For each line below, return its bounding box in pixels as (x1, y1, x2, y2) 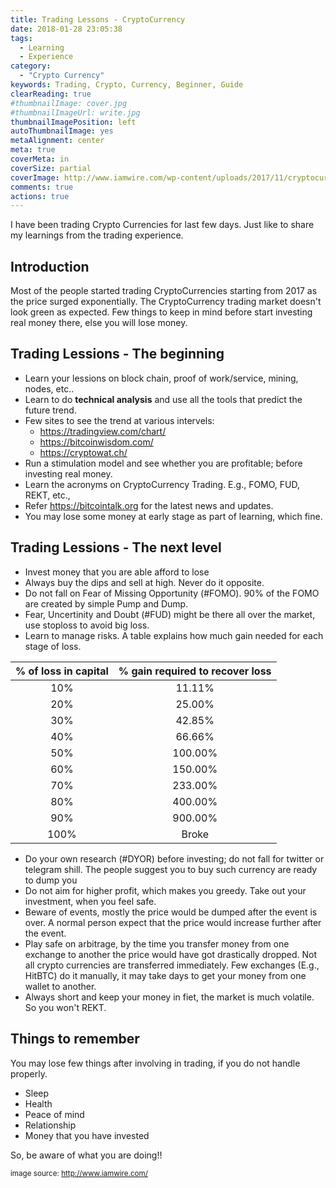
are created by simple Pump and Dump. (24, 597, 189, 610)
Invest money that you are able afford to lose (24, 566, 210, 578)
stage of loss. (24, 640, 82, 652)
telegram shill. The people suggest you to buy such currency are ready (24, 863, 318, 875)
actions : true (10, 191, 70, 201)
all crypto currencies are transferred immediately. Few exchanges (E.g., (24, 959, 320, 971)
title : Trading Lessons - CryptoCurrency (10, 14, 186, 25)
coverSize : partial (10, 163, 92, 173)
